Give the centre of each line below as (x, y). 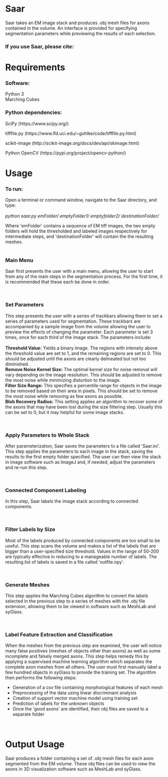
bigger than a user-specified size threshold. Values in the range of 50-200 (82, 551)
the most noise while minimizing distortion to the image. (63, 380)
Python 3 (15, 94)
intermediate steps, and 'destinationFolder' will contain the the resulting (79, 236)
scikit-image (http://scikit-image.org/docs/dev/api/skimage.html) (72, 143)
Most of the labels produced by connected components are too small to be (82, 541)
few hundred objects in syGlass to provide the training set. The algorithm (81, 672)
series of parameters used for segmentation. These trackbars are (73, 321)
